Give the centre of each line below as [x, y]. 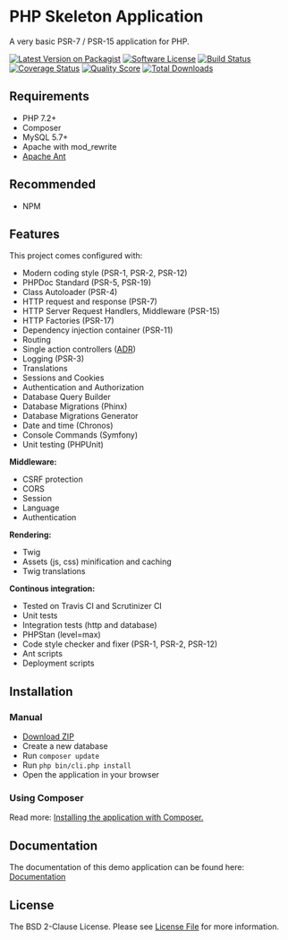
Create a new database [65, 746]
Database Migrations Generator [80, 416]
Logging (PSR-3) [53, 359]
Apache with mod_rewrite [69, 146]
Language [41, 508]
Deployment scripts [58, 663]
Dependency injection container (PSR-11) [97, 330]
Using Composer [47, 797]
